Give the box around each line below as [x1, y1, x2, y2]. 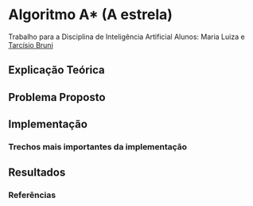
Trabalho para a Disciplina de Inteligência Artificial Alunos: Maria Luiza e [8, 32, 245, 41]
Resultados [8, 165, 66, 180]
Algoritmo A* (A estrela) [8, 6, 173, 24]
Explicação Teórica [8, 64, 105, 77]
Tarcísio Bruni [8, 40, 53, 49]
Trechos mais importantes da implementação [8, 142, 188, 153]
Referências [8, 189, 56, 200]
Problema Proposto [8, 90, 106, 104]
